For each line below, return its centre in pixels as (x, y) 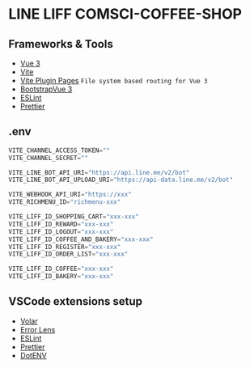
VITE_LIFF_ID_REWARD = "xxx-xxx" (61, 224)
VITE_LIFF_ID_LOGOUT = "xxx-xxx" (61, 231)
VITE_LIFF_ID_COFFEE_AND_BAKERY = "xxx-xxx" (81, 239)
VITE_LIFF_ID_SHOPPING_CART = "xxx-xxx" (74, 217)
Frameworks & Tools (61, 44)
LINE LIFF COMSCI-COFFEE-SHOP (125, 14)
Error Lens (38, 329)
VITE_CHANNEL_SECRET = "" (49, 158)
